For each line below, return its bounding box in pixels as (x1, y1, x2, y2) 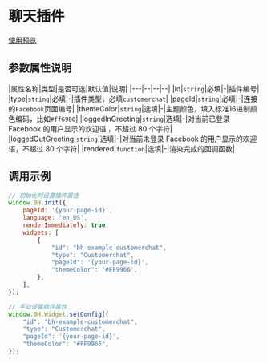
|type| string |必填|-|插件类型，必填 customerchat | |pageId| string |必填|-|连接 (8, 94, 258, 103)
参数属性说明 (8, 61, 72, 75)
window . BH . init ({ (8, 199, 67, 207)
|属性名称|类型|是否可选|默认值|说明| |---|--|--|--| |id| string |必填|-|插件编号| (8, 83, 260, 93)
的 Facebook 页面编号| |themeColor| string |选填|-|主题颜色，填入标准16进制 (8, 103, 251, 113)
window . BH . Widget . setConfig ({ (8, 310, 110, 318)
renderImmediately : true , (22, 221, 110, 229)
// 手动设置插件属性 (8, 302, 67, 311)
